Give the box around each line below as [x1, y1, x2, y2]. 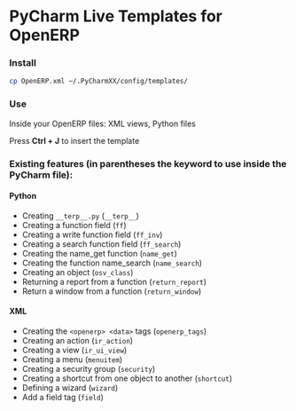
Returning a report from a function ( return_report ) [21, 276, 206, 287]
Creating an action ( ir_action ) [21, 335, 134, 345]
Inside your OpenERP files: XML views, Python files [9, 118, 197, 129]
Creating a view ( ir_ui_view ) [21, 344, 128, 355]
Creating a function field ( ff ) [21, 219, 127, 230]
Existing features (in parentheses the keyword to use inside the [9, 157, 287, 170]
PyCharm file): [9, 169, 74, 181]
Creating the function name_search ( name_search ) [21, 257, 202, 268]
